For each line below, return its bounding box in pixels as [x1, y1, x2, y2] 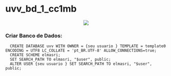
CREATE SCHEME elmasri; [10, 53, 60, 58]
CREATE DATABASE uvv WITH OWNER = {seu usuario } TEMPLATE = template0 [10, 44, 166, 49]
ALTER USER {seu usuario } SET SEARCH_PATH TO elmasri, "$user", [10, 61, 153, 66]
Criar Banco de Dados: [5, 32, 62, 39]
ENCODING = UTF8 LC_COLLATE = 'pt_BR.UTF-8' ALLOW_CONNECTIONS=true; [5, 48, 157, 53]
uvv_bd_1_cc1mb [5, 3, 77, 15]
